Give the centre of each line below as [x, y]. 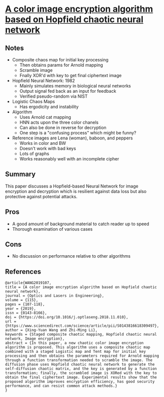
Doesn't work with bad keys [48, 148]
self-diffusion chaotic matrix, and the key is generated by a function [81, 369]
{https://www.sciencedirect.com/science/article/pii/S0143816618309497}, [82, 326]
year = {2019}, [21, 309]
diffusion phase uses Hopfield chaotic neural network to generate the [80, 365]
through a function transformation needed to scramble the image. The [79, 360]
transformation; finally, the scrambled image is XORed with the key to [81, 373]
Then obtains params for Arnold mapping [61, 65]
